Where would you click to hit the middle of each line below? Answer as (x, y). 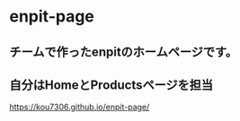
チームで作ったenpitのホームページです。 (124, 52)
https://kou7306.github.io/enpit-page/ (80, 107)
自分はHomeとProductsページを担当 (111, 85)
